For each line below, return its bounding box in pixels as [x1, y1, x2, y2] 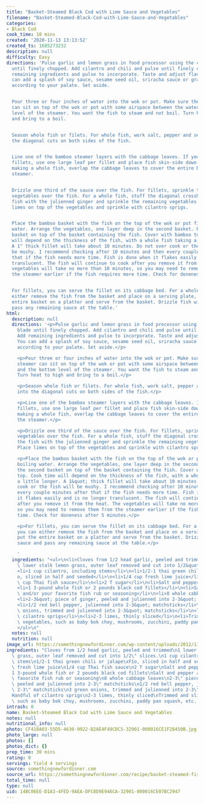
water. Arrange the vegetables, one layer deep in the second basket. [12, 226, 194, 232]
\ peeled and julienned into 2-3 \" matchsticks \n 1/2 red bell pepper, [12, 681, 194, 687]
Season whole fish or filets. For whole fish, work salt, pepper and [12, 132, 191, 138]
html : [6, 310, 20, 316]
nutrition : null [12, 636, 53, 642]
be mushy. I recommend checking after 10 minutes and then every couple [12, 249, 200, 255]
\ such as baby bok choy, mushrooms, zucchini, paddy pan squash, [12, 698, 183, 704]
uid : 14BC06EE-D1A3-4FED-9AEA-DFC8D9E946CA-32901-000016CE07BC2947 [6, 788, 181, 794]
